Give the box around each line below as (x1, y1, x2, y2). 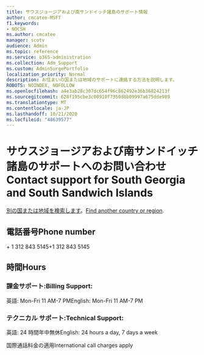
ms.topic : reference (6, 49, 59, 55)
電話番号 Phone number (6, 227, 96, 237)
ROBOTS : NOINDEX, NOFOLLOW (6, 83, 75, 89)
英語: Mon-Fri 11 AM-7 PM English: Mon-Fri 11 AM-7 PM (6, 297, 143, 304)
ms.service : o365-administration (6, 54, 91, 60)
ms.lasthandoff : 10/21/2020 (6, 111, 78, 117)
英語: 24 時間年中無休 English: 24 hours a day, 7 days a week (6, 328, 158, 336)
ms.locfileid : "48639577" (6, 116, 72, 122)
